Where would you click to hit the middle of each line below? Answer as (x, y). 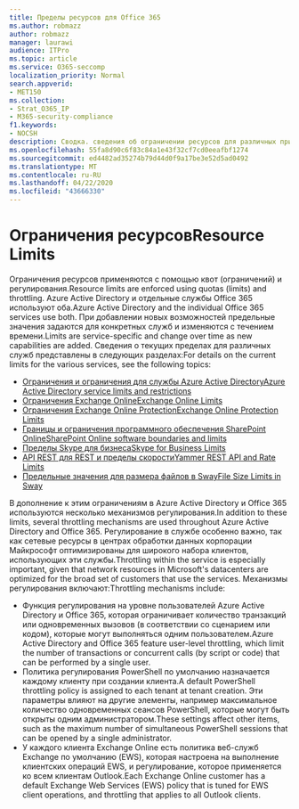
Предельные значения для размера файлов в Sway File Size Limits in (152, 476)
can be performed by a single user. (86, 662)
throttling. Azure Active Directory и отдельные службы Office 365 (131, 298)
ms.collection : (37, 100)
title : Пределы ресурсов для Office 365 (85, 17)
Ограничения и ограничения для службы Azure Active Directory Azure (154, 381)
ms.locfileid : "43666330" (57, 192)
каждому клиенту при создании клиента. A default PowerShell (139, 681)
